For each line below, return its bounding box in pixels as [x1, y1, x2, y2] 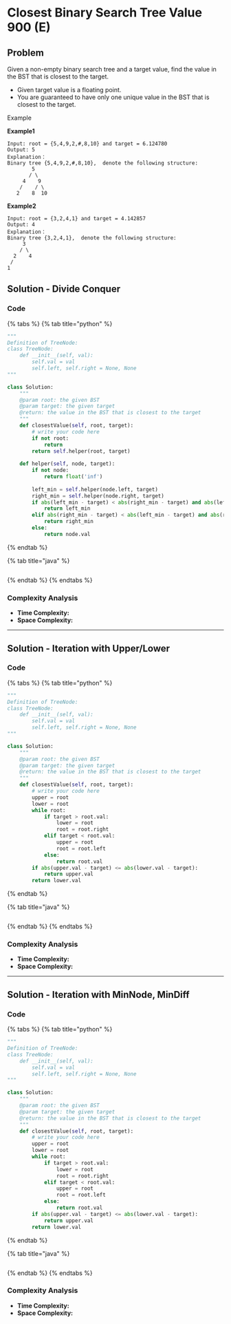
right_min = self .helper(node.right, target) [32, 492, 165, 500]
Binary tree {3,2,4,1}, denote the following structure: [7, 235, 177, 242]
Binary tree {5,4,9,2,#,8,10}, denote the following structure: [7, 160, 198, 167]
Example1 [7, 127, 36, 135]
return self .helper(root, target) [32, 447, 131, 455]
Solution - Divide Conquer [7, 284, 121, 295]
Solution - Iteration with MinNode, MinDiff [7, 989, 190, 1001]
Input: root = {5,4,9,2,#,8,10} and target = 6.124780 [7, 140, 168, 147]
